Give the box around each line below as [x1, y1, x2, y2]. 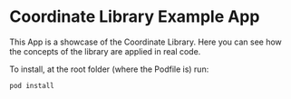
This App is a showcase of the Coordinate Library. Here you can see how [9, 36, 283, 47]
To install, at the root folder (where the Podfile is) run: [9, 64, 209, 74]
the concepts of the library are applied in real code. [9, 45, 201, 56]
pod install [9, 81, 54, 90]
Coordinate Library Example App [9, 6, 260, 27]
